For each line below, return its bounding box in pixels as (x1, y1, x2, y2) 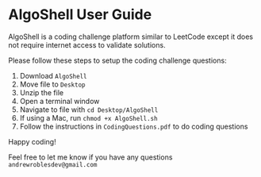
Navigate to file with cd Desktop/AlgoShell (19, 105, 159, 114)
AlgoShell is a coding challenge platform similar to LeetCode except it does (8, 32, 254, 41)
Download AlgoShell (19, 71, 87, 80)
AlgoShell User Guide (8, 6, 152, 24)
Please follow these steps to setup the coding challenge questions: (8, 56, 228, 65)
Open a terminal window (19, 96, 100, 106)
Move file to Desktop (19, 79, 86, 89)
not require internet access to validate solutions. (8, 40, 166, 49)
